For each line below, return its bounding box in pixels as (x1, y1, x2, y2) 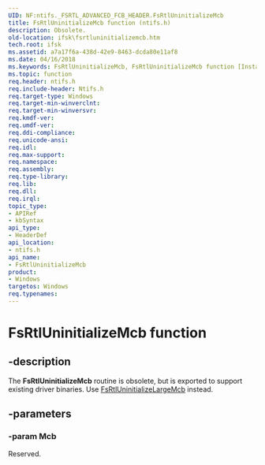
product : (8, 268, 37, 276)
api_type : (8, 224, 41, 232)
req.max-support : (8, 151, 65, 158)
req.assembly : (8, 166, 55, 173)
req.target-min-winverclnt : (8, 99, 101, 107)
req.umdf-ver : (8, 121, 55, 129)
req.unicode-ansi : (8, 136, 69, 144)
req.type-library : (8, 173, 69, 181)
